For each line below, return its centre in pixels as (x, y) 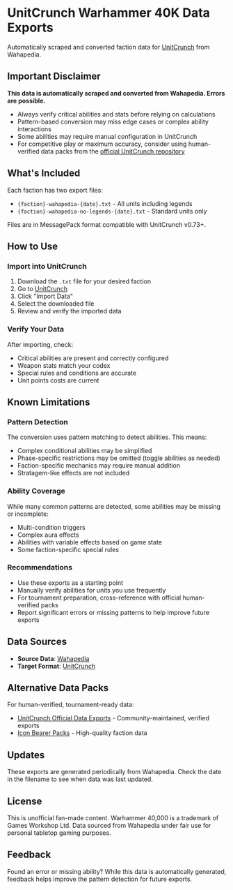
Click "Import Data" (45, 296)
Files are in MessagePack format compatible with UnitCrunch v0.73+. (107, 224)
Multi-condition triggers (51, 527)
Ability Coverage (37, 491)
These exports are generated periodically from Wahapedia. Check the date (114, 772)
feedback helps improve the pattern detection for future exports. (100, 879)
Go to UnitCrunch (42, 289)
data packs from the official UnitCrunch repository (113, 151)
